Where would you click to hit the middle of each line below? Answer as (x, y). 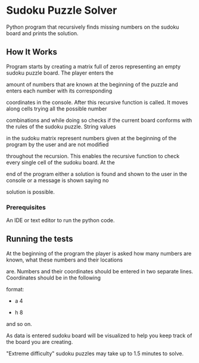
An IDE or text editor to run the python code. (60, 220)
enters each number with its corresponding (59, 91)
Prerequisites (26, 207)
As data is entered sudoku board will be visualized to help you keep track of (99, 336)
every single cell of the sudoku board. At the (60, 162)
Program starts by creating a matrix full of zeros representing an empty (93, 66)
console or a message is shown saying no (57, 180)
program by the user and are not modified (57, 144)
